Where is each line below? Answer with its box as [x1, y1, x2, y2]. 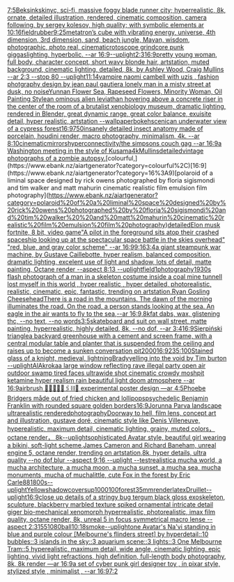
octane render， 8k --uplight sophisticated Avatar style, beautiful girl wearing [7, 434, 226, 441]
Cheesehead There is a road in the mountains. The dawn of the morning [7, 295, 212, 303]
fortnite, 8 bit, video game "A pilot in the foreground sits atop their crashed [7, 228, 219, 236]
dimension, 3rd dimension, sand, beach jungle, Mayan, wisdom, [7, 36, 190, 44]
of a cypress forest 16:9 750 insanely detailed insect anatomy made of [7, 125, 203, 132]
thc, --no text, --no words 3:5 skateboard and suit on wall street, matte [7, 317, 208, 325]
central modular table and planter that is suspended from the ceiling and [7, 339, 214, 347]
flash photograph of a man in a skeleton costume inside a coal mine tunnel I [7, 273, 223, 281]
